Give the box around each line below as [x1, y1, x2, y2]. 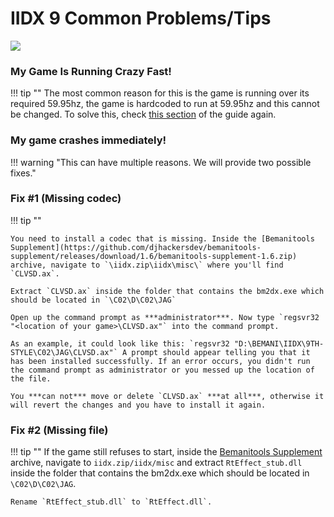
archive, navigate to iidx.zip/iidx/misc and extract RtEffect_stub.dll [10, 457, 303, 469]
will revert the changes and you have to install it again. [10, 400, 267, 410]
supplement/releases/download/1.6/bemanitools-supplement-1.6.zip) [10, 251, 298, 261]
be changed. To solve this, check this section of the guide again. [10, 108, 277, 121]
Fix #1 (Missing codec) [10, 192, 122, 206]
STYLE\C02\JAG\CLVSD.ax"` [10, 347, 118, 357]
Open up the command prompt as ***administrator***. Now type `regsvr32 [10, 312, 320, 322]
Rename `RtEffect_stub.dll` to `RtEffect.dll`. [10, 497, 213, 507]
